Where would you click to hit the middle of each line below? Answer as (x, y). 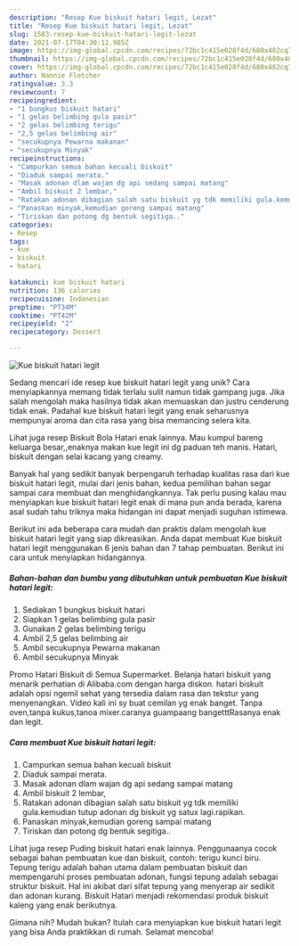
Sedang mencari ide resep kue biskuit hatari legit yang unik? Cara (130, 383)
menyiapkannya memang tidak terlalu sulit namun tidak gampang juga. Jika (147, 392)
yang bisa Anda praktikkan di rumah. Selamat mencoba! (112, 932)
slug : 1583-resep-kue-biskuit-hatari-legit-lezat (103, 34)
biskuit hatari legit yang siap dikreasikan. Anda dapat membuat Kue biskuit (146, 539)
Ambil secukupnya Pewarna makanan (91, 647)
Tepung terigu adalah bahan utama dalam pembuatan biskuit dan (128, 867)
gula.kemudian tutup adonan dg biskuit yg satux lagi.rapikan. (133, 811)
